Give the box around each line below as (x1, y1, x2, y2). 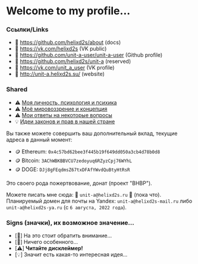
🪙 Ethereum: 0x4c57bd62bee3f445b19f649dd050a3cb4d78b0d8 (14, 147, 161, 155)
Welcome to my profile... (6, 4, 131, 18)
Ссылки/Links (6, 26, 49, 34)
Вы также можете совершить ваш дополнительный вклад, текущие (6, 130, 178, 137)
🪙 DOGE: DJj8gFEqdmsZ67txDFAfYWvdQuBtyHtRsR (14, 165, 130, 173)
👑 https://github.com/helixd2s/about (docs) (14, 39, 121, 46)
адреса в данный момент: (6, 136, 73, 143)
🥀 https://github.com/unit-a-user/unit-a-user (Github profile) (14, 52, 163, 59)
